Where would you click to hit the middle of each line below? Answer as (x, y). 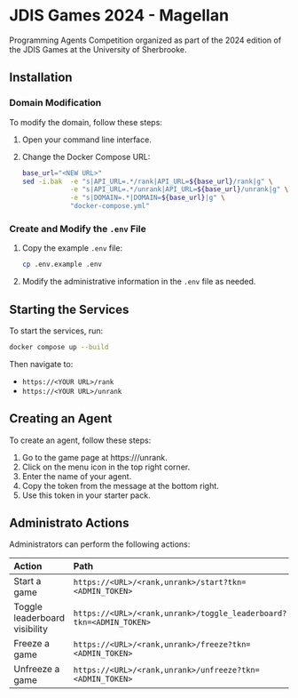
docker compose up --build (59, 347)
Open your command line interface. (87, 140)
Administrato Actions (69, 523)
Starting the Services (69, 309)
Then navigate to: (41, 364)
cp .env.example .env (62, 265)
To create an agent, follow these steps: (80, 440)
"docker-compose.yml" (110, 206)
